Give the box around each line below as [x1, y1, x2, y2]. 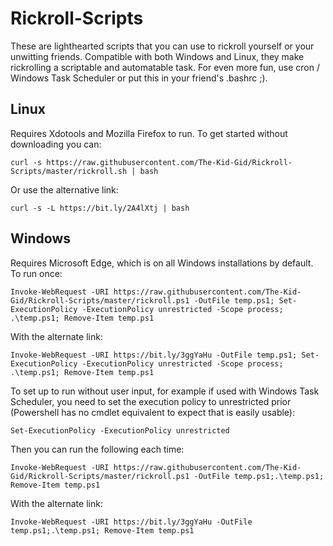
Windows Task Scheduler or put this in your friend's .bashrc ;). [10, 72, 268, 84]
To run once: [10, 267, 63, 279]
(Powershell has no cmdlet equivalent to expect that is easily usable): [10, 406, 295, 418]
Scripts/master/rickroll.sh [10, 166, 128, 176]
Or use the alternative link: [10, 183, 119, 196]
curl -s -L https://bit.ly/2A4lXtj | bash [10, 203, 190, 213]
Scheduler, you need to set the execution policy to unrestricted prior [10, 395, 292, 407]
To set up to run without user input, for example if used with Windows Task [10, 385, 320, 397]
